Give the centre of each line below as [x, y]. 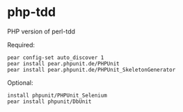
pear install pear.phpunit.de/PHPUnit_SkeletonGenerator [91, 70]
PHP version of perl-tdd [41, 31]
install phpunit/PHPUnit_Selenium [57, 95]
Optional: [20, 82]
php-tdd [32, 12]
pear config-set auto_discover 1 [56, 57]
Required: [21, 45]
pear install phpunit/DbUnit [49, 102]
